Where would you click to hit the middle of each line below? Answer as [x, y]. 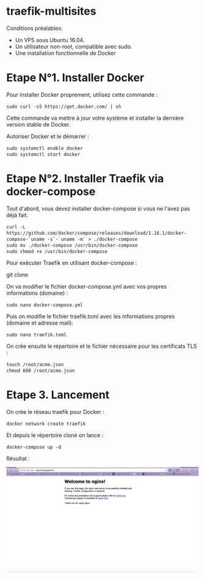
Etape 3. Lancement [58, 395]
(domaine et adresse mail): [40, 323]
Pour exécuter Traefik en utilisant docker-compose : [72, 263]
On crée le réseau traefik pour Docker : [56, 411]
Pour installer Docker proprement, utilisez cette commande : [82, 94]
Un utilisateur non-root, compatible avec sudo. [74, 46]
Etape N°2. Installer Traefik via [85, 179]
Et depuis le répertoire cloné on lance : [55, 435]
